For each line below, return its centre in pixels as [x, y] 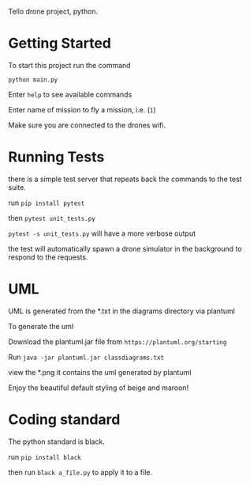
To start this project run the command [70, 65]
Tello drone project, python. [53, 11]
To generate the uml [41, 326]
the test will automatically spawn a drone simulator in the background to [125, 248]
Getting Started [60, 44]
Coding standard [64, 419]
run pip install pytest [47, 203]
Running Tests [56, 157]
